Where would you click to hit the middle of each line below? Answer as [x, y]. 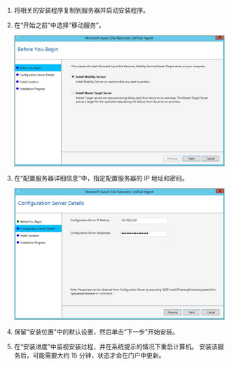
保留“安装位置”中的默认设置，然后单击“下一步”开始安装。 [96, 332]
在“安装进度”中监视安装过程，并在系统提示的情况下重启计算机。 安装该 [116, 347]
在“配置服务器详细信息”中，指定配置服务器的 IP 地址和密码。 [101, 178]
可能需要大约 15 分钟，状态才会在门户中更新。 [99, 356]
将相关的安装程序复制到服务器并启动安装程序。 [81, 10]
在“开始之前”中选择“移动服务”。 [59, 25]
